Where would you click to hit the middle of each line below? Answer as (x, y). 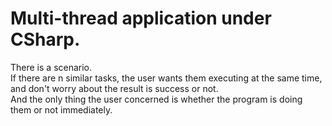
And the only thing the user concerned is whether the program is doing (156, 99)
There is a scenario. (51, 67)
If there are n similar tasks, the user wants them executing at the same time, (166, 78)
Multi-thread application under (141, 18)
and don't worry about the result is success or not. (114, 88)
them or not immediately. (61, 109)
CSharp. (45, 39)
